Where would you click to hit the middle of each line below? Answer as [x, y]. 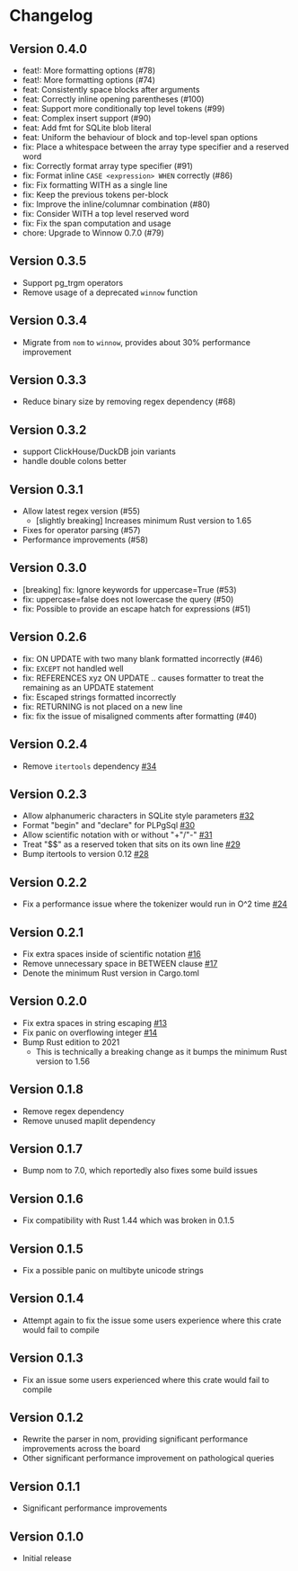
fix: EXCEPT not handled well [73, 668]
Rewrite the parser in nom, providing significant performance [135, 1439]
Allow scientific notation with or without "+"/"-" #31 [117, 835]
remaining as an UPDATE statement [88, 687]
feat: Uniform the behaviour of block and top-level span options [140, 137]
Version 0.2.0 [48, 1001]
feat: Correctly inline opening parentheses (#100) [113, 99]
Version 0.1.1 [45, 1486]
